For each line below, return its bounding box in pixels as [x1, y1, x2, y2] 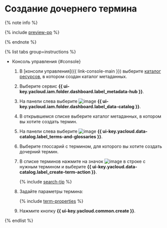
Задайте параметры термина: [19, 188, 83, 194]
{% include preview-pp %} [4, 29, 60, 35]
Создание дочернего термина [4, 3, 137, 15]
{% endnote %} [4, 39, 37, 45]
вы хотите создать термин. [19, 118, 77, 124]
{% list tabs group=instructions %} [4, 49, 76, 55]
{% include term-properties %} [19, 198, 83, 204]
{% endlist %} [4, 217, 33, 223]
